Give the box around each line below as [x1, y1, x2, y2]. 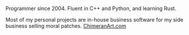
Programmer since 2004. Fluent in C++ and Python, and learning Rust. [5, 5, 177, 12]
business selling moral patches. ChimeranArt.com [5, 23, 127, 29]
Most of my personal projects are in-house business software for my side [5, 16, 184, 23]
